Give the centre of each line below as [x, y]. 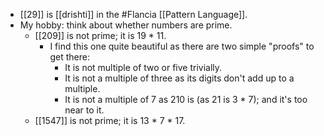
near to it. [84, 110]
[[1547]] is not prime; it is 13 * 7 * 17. [110, 120]
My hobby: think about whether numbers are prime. [126, 25]
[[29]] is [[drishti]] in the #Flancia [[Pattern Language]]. [133, 14]
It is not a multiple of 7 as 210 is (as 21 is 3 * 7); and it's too [186, 99]
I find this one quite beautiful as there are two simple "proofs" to [182, 46]
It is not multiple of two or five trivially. [143, 67]
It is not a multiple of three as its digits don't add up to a [179, 78]
